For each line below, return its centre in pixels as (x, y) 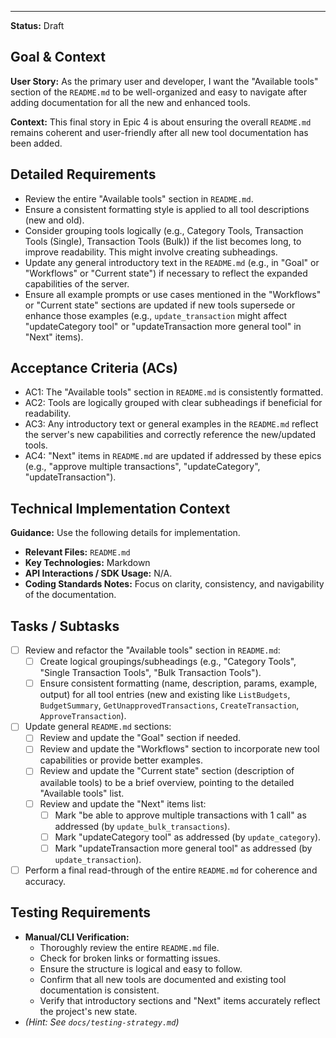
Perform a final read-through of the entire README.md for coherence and (171, 870)
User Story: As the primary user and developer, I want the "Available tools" (164, 81)
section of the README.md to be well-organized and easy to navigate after (159, 92)
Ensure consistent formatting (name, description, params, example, (178, 683)
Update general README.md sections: (98, 727)
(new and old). (54, 220)
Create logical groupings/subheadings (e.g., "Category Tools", (168, 662)
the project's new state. (88, 1011)
